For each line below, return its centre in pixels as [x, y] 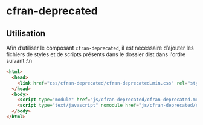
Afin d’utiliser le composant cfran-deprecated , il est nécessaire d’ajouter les [100, 48]
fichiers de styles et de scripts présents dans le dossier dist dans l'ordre [96, 54]
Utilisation [26, 34]
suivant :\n [19, 61]
